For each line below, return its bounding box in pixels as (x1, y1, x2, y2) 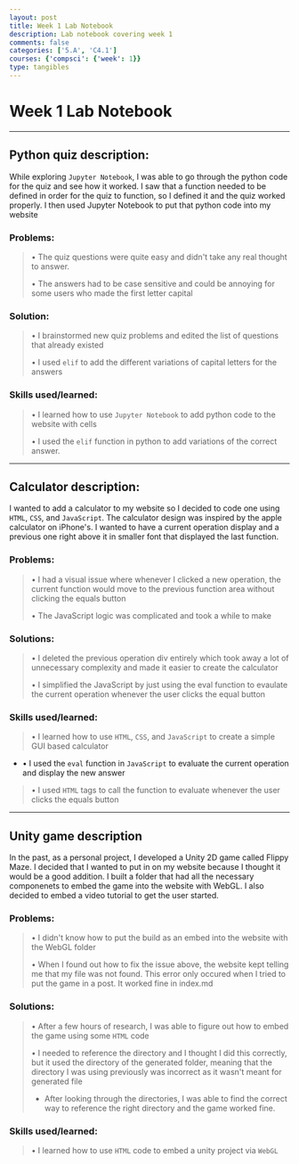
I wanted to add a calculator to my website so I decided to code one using (9, 503, 280, 513)
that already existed (30, 340, 104, 350)
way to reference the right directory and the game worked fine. (44, 1103, 276, 1113)
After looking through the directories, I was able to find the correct (44, 1093, 287, 1103)
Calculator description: (9, 479, 141, 495)
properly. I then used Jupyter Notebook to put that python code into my (9, 200, 271, 210)
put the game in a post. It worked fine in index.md (30, 978, 214, 989)
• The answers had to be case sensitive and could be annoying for (30, 278, 276, 289)
